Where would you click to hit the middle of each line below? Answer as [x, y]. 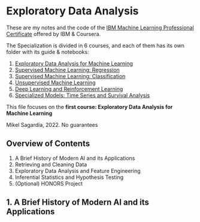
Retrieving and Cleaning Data [51, 164]
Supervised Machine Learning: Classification [70, 76]
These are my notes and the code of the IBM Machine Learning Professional [100, 28]
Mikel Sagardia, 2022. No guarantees [52, 124]
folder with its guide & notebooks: [48, 51]
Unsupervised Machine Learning [55, 83]
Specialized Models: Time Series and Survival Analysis [82, 95]
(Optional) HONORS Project [49, 183]
